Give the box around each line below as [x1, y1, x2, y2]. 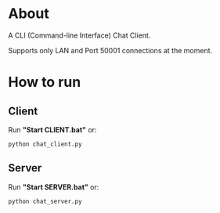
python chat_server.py [8, 197, 82, 205]
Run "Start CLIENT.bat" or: [8, 125, 97, 134]
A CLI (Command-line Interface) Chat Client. [8, 31, 151, 40]
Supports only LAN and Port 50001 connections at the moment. [8, 45, 213, 55]
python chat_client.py [8, 140, 82, 148]
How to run [8, 74, 81, 91]
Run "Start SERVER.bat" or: [8, 182, 99, 192]
